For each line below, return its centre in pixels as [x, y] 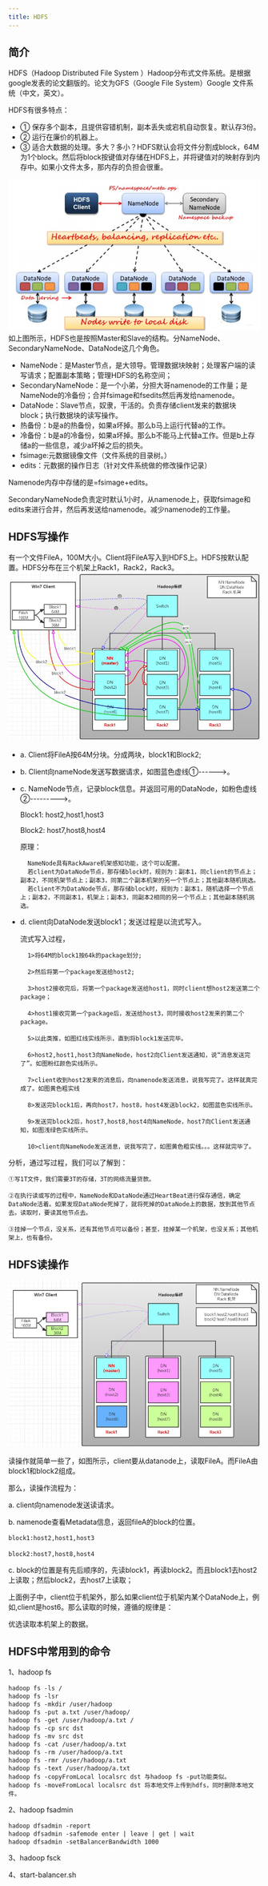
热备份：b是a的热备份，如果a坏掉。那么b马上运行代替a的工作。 [125, 425]
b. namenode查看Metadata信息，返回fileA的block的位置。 [104, 1522]
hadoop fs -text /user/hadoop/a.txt [69, 1769]
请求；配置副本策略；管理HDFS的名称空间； [100, 375]
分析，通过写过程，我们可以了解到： [68, 1163]
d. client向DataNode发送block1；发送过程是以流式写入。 [113, 922]
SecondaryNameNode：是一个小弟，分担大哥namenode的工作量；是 [134, 385]
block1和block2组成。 [44, 1470]
